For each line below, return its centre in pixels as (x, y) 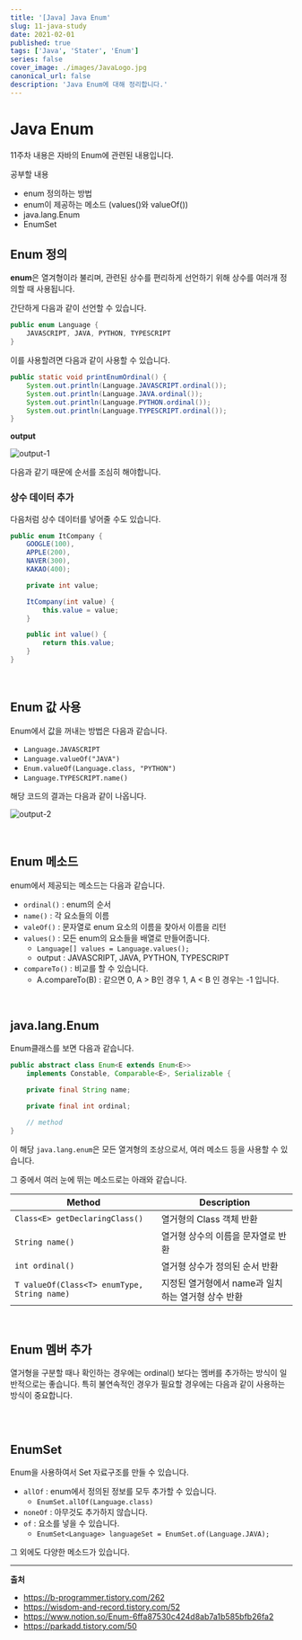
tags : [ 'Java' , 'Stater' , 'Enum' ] (75, 51)
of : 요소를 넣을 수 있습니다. (71, 1523)
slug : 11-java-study (49, 26)
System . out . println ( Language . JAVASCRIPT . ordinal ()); (127, 386)
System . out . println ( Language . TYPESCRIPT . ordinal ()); (127, 411)
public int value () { (66, 634)
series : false (37, 59)
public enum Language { (55, 325)
